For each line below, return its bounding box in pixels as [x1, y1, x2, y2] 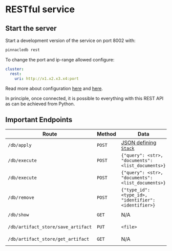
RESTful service [5, 4, 75, 15]
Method [96, 130, 117, 138]
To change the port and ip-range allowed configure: [5, 56, 115, 62]
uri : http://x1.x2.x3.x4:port [14, 76, 79, 81]
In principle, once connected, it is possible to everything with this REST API [5, 95, 164, 101]
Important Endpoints [5, 115, 73, 124]
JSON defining [121, 139, 157, 146]
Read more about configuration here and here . [5, 85, 103, 92]
